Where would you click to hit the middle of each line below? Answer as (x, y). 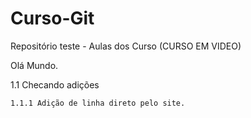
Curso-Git (52, 18)
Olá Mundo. (34, 65)
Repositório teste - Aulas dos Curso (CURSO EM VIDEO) (126, 46)
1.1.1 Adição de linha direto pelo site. (98, 103)
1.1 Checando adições (55, 84)
